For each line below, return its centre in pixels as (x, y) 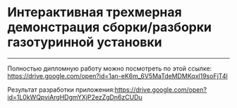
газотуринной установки (85, 42)
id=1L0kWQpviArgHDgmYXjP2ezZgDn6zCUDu (75, 97)
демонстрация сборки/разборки (109, 27)
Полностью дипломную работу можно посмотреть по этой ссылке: (110, 68)
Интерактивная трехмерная (95, 12)
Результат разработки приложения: (61, 90)
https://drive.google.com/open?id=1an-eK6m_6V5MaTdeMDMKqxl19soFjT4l (117, 76)
